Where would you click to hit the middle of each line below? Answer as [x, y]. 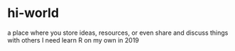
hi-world [33, 13]
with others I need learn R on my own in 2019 [73, 40]
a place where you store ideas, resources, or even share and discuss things [118, 33]
